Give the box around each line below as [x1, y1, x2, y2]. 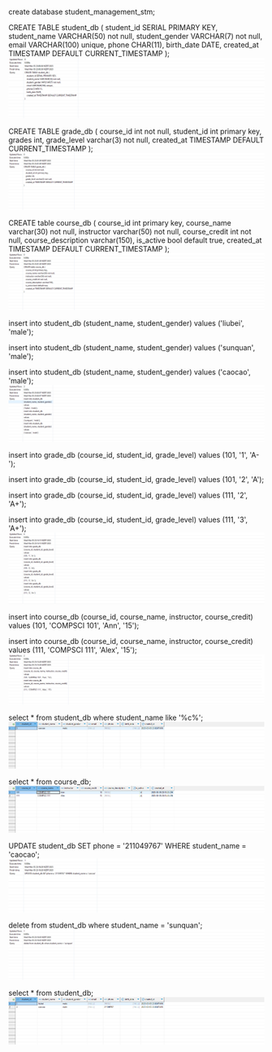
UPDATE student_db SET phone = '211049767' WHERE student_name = [8, 841, 247, 851]
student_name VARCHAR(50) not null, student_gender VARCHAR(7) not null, [8, 32, 263, 41]
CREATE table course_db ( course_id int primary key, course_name [8, 217, 231, 227]
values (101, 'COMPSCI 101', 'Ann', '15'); [8, 620, 140, 630]
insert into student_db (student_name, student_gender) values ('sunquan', [8, 343, 256, 353]
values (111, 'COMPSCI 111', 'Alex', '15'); [8, 645, 138, 655]
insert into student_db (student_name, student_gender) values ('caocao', [8, 367, 252, 377]
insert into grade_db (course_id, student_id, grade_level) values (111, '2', [8, 490, 248, 500]
